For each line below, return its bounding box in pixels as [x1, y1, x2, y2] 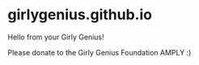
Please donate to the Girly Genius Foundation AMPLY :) [7, 47, 192, 57]
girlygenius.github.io [7, 6, 153, 24]
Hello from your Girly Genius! [7, 32, 104, 42]
